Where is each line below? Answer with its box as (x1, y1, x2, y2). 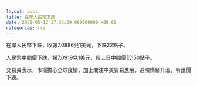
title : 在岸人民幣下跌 (6, 14, 56, 20)
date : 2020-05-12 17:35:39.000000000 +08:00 (6, 19, 117, 25)
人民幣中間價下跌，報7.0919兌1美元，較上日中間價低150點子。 (6, 54, 155, 61)
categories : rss (6, 25, 46, 31)
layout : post (6, 8, 38, 15)
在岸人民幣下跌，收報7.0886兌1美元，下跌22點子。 (6, 42, 129, 49)
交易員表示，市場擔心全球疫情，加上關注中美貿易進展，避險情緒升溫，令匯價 (6, 67, 191, 74)
